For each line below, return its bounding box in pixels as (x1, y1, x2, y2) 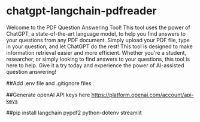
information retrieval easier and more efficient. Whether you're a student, (6, 49, 187, 56)
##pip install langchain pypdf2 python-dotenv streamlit (6, 109, 142, 116)
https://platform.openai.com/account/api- (91, 91, 195, 98)
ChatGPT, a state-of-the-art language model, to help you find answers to (6, 30, 186, 37)
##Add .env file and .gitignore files (6, 79, 92, 87)
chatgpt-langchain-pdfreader (6, 4, 157, 18)
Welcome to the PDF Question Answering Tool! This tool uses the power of (6, 24, 190, 31)
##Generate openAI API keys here (6, 91, 90, 98)
